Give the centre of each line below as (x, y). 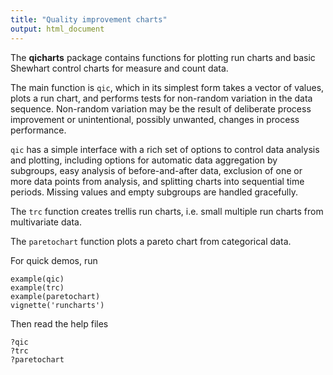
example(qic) (37, 279)
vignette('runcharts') (57, 305)
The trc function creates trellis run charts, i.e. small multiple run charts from (167, 211)
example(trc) (37, 287)
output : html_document (57, 29)
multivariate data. (46, 222)
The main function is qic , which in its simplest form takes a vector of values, (167, 87)
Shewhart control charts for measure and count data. (119, 68)
